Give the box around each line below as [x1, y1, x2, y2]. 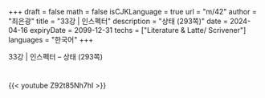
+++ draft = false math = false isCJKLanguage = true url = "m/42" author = [8, 7, 257, 16]
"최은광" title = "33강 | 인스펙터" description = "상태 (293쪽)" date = [8, 16, 229, 26]
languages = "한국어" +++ [8, 35, 94, 44]
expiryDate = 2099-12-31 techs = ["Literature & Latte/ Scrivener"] [29, 26, 247, 35]
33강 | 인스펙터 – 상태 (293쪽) [8, 52, 103, 61]
